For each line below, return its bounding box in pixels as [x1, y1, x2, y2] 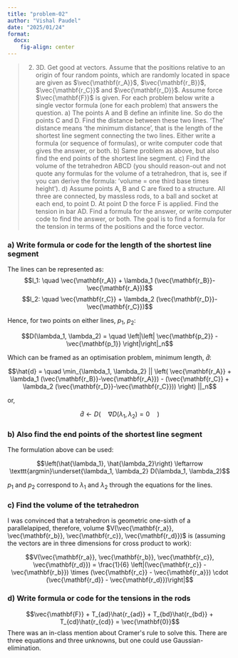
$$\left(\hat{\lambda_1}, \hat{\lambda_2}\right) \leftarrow [36, 459, 203, 468]
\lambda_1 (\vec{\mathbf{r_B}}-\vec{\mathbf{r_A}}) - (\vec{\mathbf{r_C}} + [10, 375, 229, 384]
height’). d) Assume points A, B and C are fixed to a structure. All [35, 185, 226, 192]
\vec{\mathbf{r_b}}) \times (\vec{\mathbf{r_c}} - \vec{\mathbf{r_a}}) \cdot [11, 568, 229, 577]
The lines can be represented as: [7, 265, 105, 274]
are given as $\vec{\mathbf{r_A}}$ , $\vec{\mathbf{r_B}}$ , [35, 78, 207, 86]
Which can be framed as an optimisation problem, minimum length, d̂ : [7, 354, 212, 362]
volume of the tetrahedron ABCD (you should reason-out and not [35, 162, 227, 170]
